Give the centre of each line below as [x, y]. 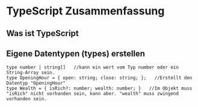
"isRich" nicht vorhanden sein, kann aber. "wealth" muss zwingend [93, 94]
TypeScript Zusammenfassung [85, 11]
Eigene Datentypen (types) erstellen [76, 53]
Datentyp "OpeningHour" [36, 83]
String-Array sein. [31, 73]
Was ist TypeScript [43, 33]
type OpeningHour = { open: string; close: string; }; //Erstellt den [99, 78]
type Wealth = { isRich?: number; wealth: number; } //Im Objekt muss [99, 88]
